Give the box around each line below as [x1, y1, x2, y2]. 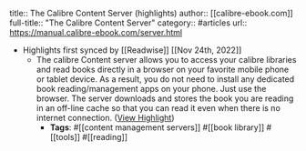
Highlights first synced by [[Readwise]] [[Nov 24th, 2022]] [22, 45, 242, 55]
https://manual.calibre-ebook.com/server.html [9, 27, 183, 37]
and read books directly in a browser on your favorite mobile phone [36, 64, 290, 75]
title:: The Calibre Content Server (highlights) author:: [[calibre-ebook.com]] [9, 8, 293, 18]
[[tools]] [49, 132, 80, 142]
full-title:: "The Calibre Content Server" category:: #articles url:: [9, 17, 248, 28]
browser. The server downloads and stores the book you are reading [36, 93, 294, 104]
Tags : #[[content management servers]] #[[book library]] [49, 122, 265, 133]
